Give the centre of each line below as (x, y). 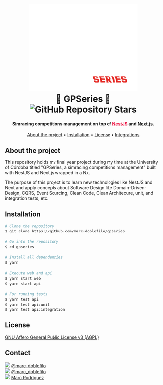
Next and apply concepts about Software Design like (59, 188)
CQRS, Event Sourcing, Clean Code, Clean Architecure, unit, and (87, 193)
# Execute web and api (28, 273)
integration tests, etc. (27, 198)
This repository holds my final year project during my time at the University (81, 162)
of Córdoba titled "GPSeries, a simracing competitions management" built (81, 167)
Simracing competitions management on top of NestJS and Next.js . (83, 124)
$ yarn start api (23, 284)
